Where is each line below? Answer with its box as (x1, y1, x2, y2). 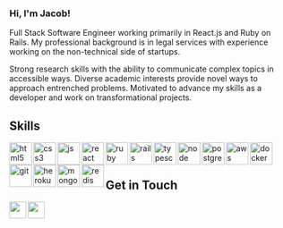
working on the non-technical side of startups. (9, 46, 181, 57)
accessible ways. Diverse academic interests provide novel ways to (9, 73, 258, 84)
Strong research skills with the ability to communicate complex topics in (9, 63, 275, 74)
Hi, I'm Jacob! (9, 7, 71, 20)
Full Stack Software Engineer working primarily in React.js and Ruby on (9, 28, 271, 38)
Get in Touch (106, 177, 178, 192)
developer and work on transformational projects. (9, 92, 193, 103)
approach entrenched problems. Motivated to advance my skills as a (9, 83, 262, 94)
